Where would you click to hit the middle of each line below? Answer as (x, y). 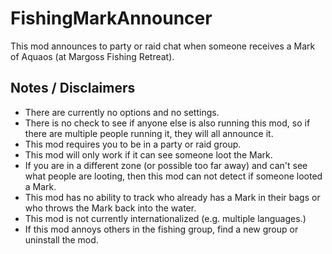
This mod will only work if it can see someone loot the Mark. (148, 154)
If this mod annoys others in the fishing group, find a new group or (161, 229)
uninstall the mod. (61, 239)
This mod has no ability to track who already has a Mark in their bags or (172, 197)
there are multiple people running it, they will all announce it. (149, 133)
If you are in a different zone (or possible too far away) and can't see (166, 165)
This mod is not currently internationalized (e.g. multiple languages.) (165, 218)
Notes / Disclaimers (73, 88)
